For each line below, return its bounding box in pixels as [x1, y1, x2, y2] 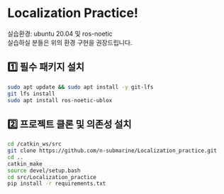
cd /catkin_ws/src [7, 141, 62, 148]
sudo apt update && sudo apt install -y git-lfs [7, 83, 154, 90]
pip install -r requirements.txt [7, 180, 106, 188]
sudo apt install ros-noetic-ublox [7, 97, 113, 104]
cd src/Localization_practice [7, 173, 97, 180]
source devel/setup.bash [7, 167, 81, 174]
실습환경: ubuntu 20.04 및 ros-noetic [7, 29, 113, 38]
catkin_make [7, 160, 43, 168]
